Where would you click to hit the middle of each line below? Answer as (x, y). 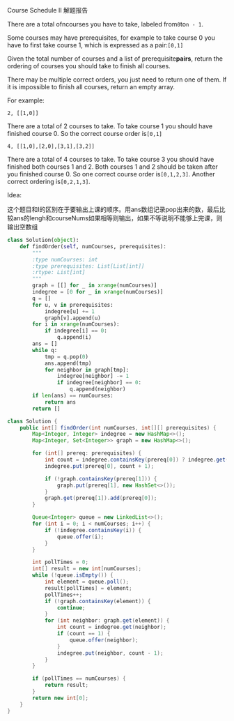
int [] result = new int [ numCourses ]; (87, 569)
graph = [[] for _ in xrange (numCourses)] (95, 286)
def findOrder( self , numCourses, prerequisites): (93, 246)
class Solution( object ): (43, 240)
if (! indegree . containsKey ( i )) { (93, 530)
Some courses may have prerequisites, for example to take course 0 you (111, 38)
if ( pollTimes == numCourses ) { (79, 678)
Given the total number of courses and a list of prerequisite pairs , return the (115, 59)
